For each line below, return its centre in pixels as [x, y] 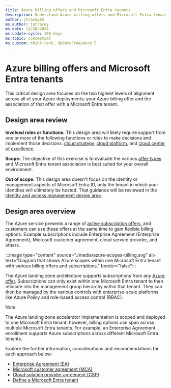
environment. [19, 169]
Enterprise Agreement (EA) [41, 364]
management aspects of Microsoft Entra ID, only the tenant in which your [82, 184]
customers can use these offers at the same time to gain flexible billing [79, 229]
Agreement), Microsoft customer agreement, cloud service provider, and [81, 240]
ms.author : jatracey [27, 24]
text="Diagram [21, 261]
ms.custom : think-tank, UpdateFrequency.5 [51, 43]
